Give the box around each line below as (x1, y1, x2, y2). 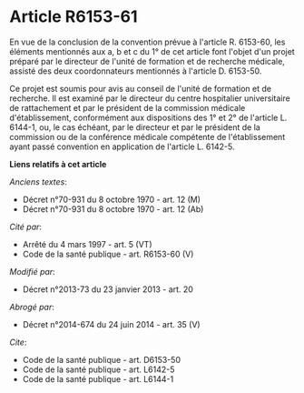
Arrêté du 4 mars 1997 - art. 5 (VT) (22, 238, 152, 249)
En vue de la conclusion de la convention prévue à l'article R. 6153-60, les (9, 36, 286, 47)
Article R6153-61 (9, 6, 138, 27)
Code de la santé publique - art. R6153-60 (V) (22, 248, 194, 259)
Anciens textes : (9, 176, 68, 187)
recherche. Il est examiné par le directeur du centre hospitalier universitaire (9, 93, 290, 104)
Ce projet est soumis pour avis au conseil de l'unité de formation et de (9, 83, 272, 94)
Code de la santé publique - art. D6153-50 (22, 354, 181, 365)
